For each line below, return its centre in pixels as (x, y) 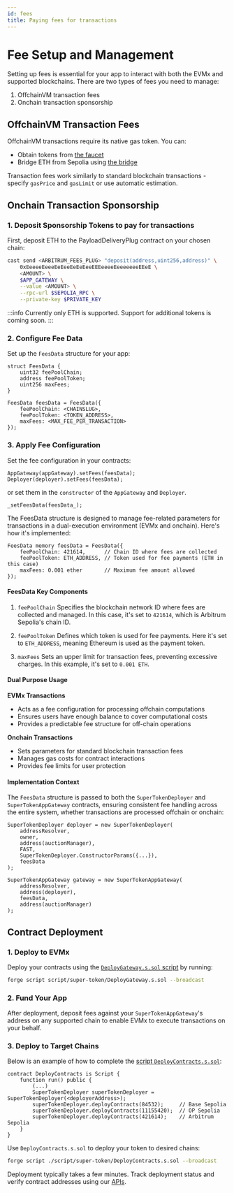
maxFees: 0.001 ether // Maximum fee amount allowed (108, 570)
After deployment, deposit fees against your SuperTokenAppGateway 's (105, 1013)
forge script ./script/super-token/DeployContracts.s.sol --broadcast (112, 1161)
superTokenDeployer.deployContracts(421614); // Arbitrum (123, 1117)
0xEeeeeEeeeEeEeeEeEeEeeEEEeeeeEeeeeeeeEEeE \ (89, 267)
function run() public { (56, 1080)
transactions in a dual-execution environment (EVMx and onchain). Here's (114, 526)
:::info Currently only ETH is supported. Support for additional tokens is (109, 313)
